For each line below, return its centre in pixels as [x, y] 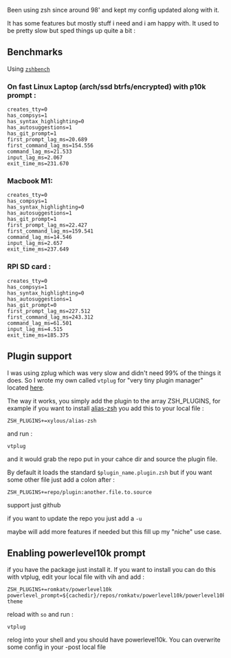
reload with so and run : [40, 615]
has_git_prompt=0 [32, 305]
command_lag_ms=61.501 [40, 323]
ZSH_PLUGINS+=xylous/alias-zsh [52, 421]
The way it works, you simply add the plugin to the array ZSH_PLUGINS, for [114, 401]
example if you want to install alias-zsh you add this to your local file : [106, 408]
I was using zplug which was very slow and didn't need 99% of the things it [114, 373]
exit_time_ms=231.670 [38, 164]
